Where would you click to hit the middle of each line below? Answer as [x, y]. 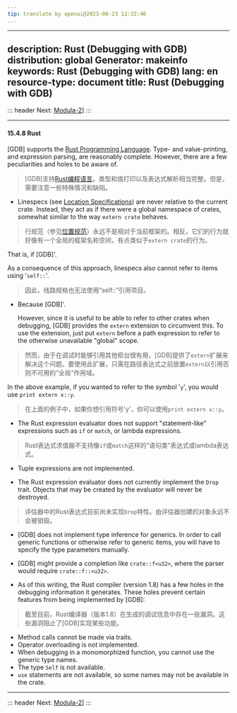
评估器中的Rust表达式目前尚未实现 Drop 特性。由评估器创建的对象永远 [124, 511]
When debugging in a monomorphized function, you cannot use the [116, 652]
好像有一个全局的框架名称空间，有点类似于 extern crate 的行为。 [118, 240]
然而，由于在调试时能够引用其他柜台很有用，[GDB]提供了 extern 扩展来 [126, 355]
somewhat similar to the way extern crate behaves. [93, 216]
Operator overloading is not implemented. [78, 644]
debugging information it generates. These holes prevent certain [111, 592]
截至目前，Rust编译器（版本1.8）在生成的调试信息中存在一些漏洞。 [122, 614]
